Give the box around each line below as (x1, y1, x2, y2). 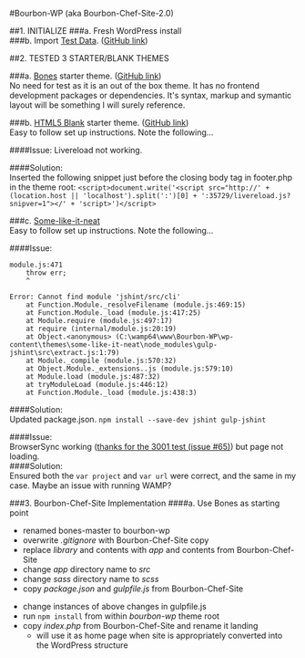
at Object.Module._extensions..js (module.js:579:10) (25, 364, 234, 373)
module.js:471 (9, 260, 64, 269)
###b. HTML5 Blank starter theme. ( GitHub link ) (9, 118, 189, 128)
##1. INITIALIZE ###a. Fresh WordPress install (9, 26, 182, 36)
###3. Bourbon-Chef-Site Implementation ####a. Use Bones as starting (9, 497, 280, 508)
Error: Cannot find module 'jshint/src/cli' (9, 292, 181, 301)
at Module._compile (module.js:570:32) (25, 356, 178, 365)
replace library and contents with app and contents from (22, 545, 235, 555)
